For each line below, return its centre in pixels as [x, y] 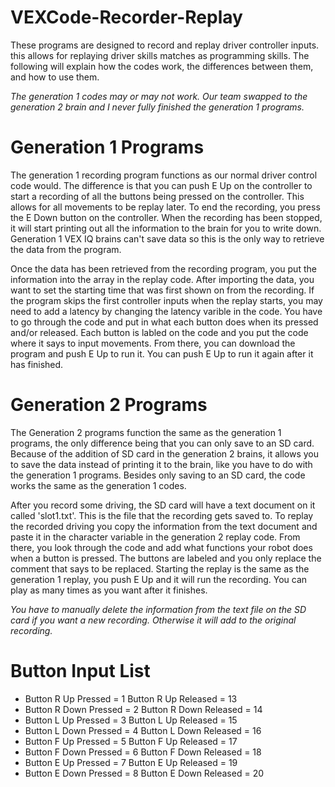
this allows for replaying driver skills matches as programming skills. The [160, 55]
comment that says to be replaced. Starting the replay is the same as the [160, 568]
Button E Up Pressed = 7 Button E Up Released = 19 [131, 762]
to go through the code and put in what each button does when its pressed [164, 322]
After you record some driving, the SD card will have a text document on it [163, 505]
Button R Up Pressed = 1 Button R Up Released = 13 [131, 698]
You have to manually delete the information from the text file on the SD [158, 609]
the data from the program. [66, 249]
